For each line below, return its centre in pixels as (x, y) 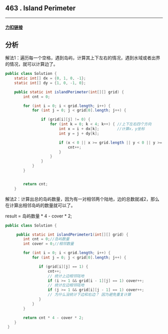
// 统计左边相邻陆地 (66, 285)
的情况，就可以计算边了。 (31, 64)
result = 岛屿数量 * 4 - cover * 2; (39, 216)
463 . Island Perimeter (40, 8)
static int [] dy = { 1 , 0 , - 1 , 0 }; (50, 83)
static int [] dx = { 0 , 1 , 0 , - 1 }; (50, 78)
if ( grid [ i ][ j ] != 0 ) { (66, 120)
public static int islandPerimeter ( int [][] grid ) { (69, 92)
